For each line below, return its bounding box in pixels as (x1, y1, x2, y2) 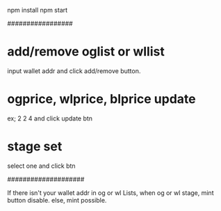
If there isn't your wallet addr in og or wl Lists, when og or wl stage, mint (7, 188, 214, 197)
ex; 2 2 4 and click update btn (7, 114, 92, 123)
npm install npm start (7, 6, 68, 14)
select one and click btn (7, 162, 76, 170)
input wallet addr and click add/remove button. (7, 66, 141, 75)
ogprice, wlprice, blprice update (7, 91, 196, 107)
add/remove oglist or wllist (7, 44, 165, 60)
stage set (7, 139, 63, 155)
